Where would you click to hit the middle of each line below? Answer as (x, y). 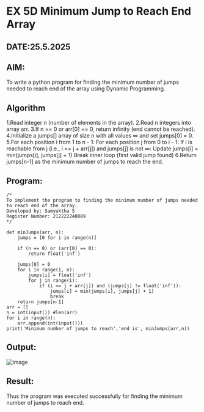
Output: (21, 348)
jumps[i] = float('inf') (60, 275)
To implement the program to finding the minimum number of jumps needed (102, 200)
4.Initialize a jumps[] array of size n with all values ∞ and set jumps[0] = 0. (100, 136)
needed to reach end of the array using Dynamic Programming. (86, 89)
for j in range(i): (53, 281)
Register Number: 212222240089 (46, 216)
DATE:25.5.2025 (38, 47)
